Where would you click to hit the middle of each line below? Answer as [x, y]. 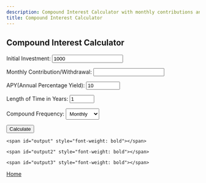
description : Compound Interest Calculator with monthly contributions [100, 12]
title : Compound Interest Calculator [55, 18]
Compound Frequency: [35, 114]
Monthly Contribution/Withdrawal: [49, 72]
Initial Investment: [29, 58]
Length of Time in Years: [37, 99]
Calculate [20, 129]
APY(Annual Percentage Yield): [46, 85]
